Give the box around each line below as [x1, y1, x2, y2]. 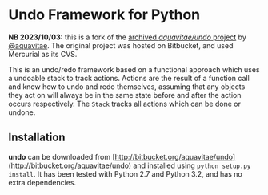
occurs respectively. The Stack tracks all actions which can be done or [8, 99, 242, 108]
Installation [8, 131, 66, 144]
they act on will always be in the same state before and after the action [8, 90, 242, 100]
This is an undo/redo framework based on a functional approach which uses [8, 64, 260, 74]
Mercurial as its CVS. [8, 49, 78, 59]
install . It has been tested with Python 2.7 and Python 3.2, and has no [8, 169, 242, 178]
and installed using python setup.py [133, 160, 251, 170]
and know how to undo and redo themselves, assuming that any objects [8, 82, 246, 91]
